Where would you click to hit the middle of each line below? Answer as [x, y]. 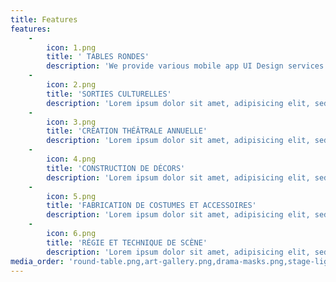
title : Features [44, 19]
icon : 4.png [71, 159]
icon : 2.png [71, 85]
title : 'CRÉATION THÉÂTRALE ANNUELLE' [127, 131]
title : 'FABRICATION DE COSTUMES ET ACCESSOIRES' [151, 206]
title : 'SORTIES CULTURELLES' [109, 94]
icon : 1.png [71, 47]
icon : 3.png [71, 122]
